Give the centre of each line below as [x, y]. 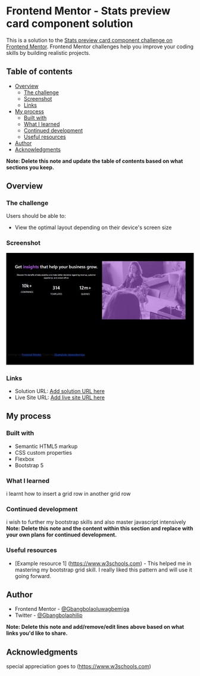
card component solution [70, 24]
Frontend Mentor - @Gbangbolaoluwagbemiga [72, 609]
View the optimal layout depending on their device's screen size [93, 227]
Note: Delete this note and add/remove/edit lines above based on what [95, 627]
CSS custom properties [43, 452]
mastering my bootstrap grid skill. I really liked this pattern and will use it [103, 569]
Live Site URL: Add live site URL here [60, 397]
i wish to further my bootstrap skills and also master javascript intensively [96, 522]
